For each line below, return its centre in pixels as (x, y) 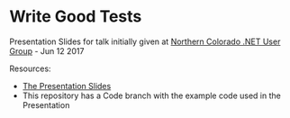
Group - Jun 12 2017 (47, 50)
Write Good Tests (76, 17)
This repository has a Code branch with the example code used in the (151, 95)
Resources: (30, 68)
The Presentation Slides (67, 86)
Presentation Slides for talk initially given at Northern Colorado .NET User (145, 41)
